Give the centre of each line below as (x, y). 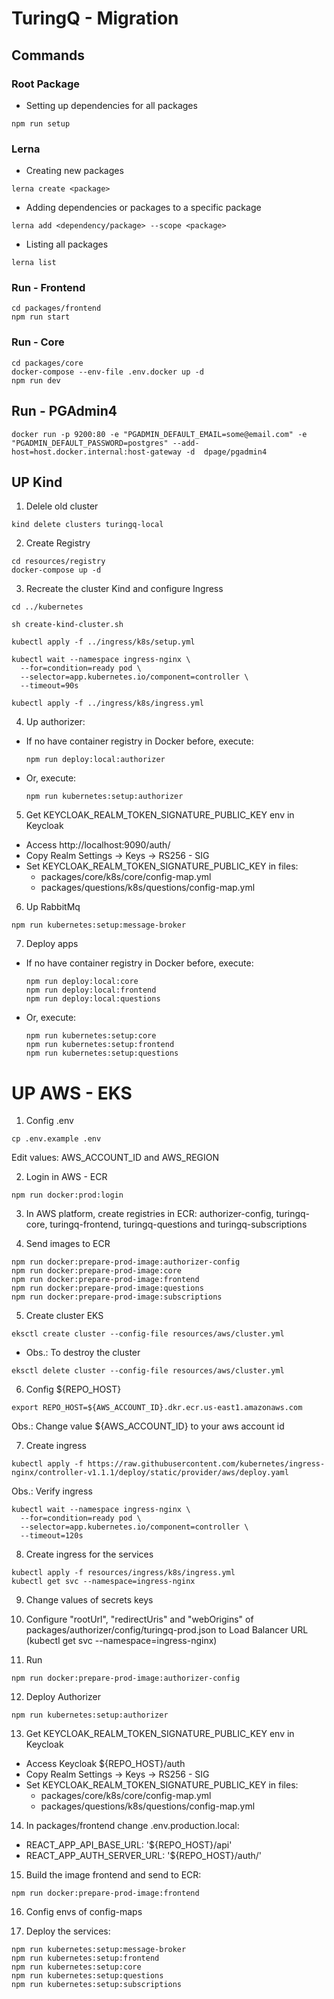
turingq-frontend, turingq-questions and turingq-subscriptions (178, 1224)
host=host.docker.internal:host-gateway (97, 452)
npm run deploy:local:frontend (91, 990)
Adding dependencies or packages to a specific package (143, 208)
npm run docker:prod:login (67, 1195)
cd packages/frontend (56, 308)
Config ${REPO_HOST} (73, 1389)
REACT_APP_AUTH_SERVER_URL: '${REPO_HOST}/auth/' (144, 1856)
